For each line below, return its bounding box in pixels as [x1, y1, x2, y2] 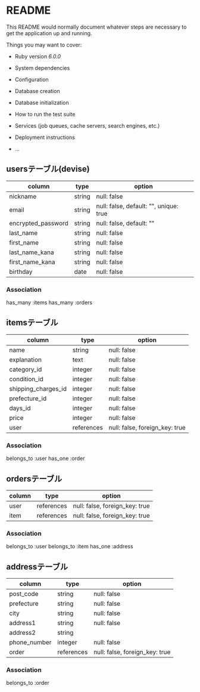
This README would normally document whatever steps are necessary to [6, 23, 187, 30]
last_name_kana [9, 248, 55, 257]
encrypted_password [9, 219, 68, 227]
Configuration [14, 76, 49, 83]
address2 [9, 629, 36, 637]
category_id [9, 365, 42, 373]
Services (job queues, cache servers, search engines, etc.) [14, 122, 160, 129]
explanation [9, 356, 42, 364]
